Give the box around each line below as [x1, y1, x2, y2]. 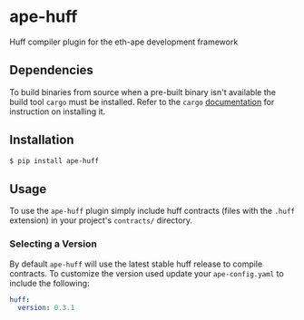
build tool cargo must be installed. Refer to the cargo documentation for [9, 96, 275, 107]
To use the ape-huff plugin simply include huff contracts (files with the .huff [9, 206, 295, 217]
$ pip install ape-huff [9, 156, 100, 165]
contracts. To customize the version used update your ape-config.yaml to [9, 267, 284, 278]
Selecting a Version [9, 238, 97, 250]
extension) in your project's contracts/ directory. [9, 215, 193, 226]
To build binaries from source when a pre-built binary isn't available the [9, 86, 277, 97]
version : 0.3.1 [17, 304, 75, 313]
